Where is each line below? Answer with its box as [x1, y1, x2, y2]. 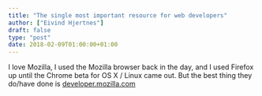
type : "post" [8, 33, 51, 42]
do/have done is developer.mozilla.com [8, 79, 136, 89]
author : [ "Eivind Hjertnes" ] [8, 19, 104, 27]
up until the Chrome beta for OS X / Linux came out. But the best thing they [8, 71, 253, 80]
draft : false [8, 26, 51, 34]
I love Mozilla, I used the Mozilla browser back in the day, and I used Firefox [8, 62, 254, 72]
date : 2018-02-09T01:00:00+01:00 [8, 41, 118, 49]
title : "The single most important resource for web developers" [8, 11, 227, 20]
